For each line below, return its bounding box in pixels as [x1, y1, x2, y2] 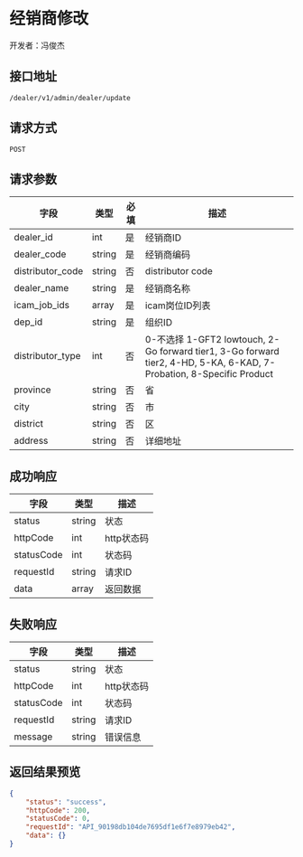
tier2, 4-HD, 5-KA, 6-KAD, [144, 356, 262, 369]
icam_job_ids [14, 299, 70, 312]
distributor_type [14, 350, 81, 363]
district [14, 418, 43, 430]
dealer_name [14, 282, 69, 295]
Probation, [144, 368, 189, 381]
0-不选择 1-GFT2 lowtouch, [144, 334, 266, 346]
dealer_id [14, 231, 53, 244]
